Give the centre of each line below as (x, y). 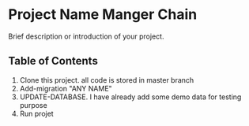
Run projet (36, 113)
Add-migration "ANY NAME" (66, 88)
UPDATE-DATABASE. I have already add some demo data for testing (130, 97)
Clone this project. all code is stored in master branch (107, 80)
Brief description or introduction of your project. (86, 36)
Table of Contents (53, 61)
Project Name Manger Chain (103, 15)
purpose (33, 105)
